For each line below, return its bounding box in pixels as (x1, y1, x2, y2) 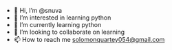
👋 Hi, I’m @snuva (13, 7, 63, 14)
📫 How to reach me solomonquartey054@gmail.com (13, 36, 165, 43)
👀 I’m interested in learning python (13, 14, 111, 22)
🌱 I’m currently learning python (13, 21, 102, 28)
